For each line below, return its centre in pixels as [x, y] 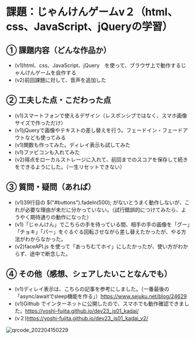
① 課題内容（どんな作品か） [59, 50]
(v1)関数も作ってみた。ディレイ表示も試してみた [72, 145]
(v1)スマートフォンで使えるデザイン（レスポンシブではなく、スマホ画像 [101, 116]
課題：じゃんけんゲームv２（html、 [92, 12]
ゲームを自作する [56, 73]
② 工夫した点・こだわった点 [59, 100]
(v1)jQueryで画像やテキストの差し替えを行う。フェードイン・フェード [99, 130]
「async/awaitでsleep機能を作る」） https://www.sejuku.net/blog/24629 [101, 296]
